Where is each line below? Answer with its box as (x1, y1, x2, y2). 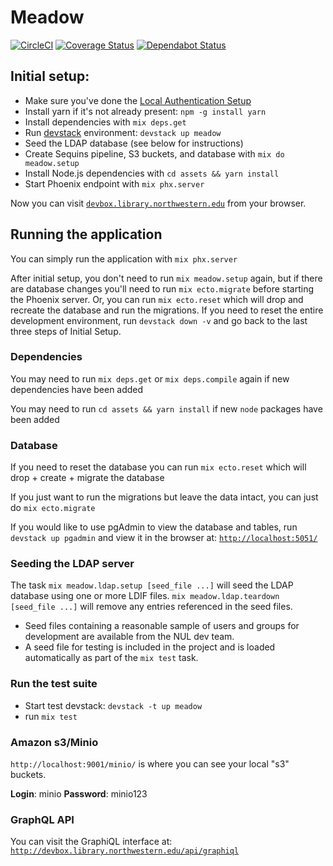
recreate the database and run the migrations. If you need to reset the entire (10, 304, 324, 316)
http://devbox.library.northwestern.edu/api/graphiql (10, 846, 240, 856)
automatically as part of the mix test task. (24, 652, 199, 664)
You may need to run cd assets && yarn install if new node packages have (10, 402, 323, 415)
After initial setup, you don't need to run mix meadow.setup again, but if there (10, 272, 323, 284)
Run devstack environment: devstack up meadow (24, 126, 222, 138)
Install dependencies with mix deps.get (24, 116, 187, 128)
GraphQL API (10, 812, 75, 826)
